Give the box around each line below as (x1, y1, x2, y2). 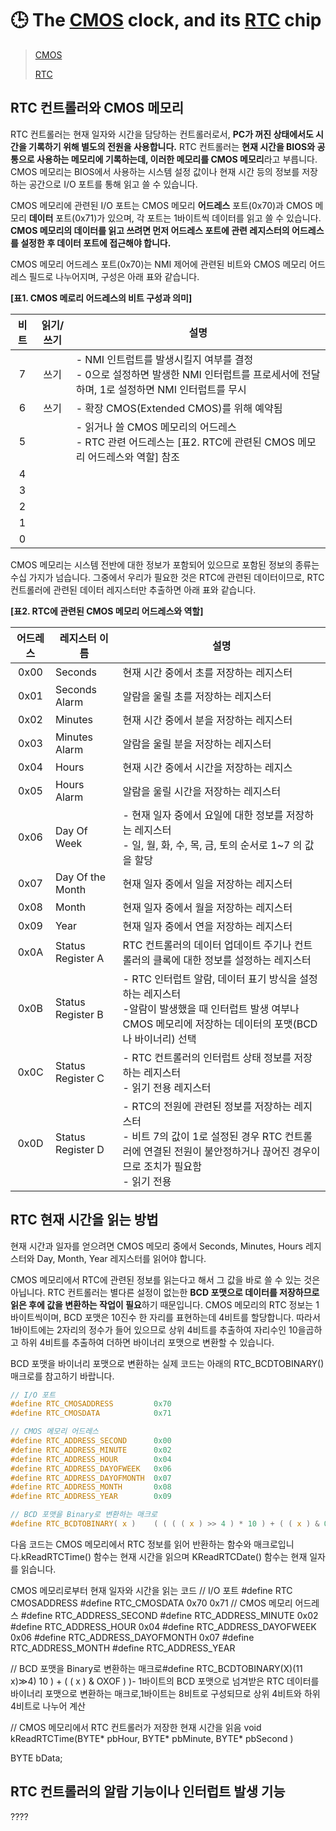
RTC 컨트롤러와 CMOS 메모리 (10, 100, 185, 117)
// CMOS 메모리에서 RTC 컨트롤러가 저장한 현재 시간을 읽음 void (10, 1721, 262, 1733)
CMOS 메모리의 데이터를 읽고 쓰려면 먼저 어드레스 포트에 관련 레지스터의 (10, 224, 290, 236)
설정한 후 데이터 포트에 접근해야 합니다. (20, 237, 172, 249)
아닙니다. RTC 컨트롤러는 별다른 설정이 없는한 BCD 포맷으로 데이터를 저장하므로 (10, 1286, 320, 1298)
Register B (54, 1007, 104, 1021)
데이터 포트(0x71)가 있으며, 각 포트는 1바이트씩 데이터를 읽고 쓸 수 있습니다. (28, 212, 322, 224)
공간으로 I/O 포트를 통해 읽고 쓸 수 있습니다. (28, 178, 198, 190)
